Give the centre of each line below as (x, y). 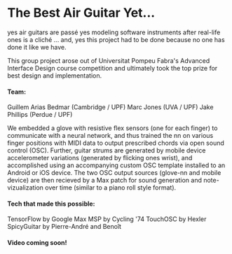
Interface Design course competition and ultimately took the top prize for (112, 68)
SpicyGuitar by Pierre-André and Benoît (64, 227)
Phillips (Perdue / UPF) (40, 115)
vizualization (26, 188)
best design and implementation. (55, 76)
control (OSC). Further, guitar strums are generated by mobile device (107, 150)
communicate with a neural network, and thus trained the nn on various (110, 136)
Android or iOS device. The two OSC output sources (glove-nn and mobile (114, 173)
